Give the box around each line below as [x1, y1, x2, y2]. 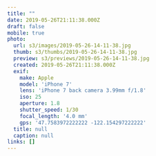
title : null [13, 126, 48, 133]
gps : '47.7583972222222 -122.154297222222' [19, 119, 147, 126]
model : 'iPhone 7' [19, 81, 72, 88]
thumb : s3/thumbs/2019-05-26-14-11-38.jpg [13, 49, 137, 56]
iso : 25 [19, 94, 41, 101]
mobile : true [7, 29, 45, 37]
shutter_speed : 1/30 [19, 106, 79, 113]
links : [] [7, 139, 36, 146]
